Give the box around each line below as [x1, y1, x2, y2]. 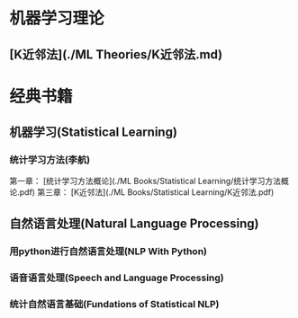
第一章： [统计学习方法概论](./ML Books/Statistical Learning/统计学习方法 [9, 176, 282, 187]
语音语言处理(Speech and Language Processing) [9, 271, 225, 284]
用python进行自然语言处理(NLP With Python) [9, 244, 207, 257]
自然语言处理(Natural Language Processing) [9, 216, 259, 231]
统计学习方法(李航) [9, 154, 91, 166]
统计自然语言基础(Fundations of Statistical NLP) [9, 297, 220, 310]
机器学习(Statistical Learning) [9, 125, 178, 140]
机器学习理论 [9, 8, 105, 29]
